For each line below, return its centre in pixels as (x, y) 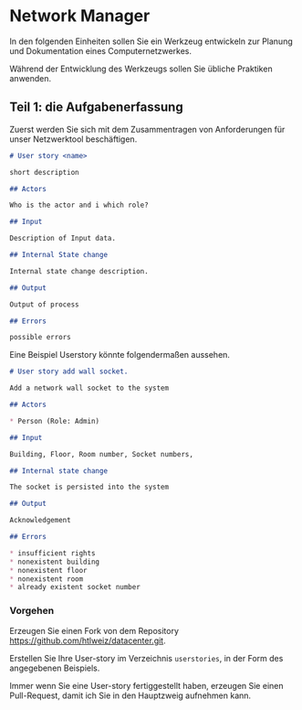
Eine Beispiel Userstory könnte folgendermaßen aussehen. (120, 355)
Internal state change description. (79, 271)
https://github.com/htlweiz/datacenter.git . (88, 640)
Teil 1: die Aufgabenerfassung (97, 108)
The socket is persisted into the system (89, 487)
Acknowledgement (40, 521)
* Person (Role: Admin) (55, 421)
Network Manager (80, 16)
